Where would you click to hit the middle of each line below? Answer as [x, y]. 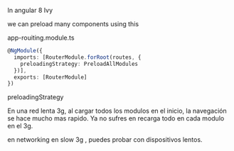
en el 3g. [20, 126]
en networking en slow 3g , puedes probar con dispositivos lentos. [105, 140]
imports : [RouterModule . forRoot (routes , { [78, 57]
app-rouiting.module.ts [41, 38]
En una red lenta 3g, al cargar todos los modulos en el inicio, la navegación [117, 111]
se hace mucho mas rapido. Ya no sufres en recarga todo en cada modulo [116, 118]
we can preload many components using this [73, 24]
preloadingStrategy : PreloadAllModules [79, 64]
